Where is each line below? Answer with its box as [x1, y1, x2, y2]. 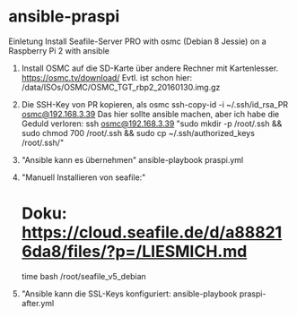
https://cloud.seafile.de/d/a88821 [21, 222, 283, 243]
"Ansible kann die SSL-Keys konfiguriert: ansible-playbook [21, 288, 238, 299]
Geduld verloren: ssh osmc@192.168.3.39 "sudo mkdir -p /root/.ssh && [21, 118, 283, 129]
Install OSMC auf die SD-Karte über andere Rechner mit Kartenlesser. [21, 63, 279, 73]
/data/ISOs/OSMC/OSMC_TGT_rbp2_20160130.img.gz [21, 81, 221, 92]
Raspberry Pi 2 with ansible [8, 45, 109, 56]
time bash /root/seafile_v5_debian [21, 270, 147, 281]
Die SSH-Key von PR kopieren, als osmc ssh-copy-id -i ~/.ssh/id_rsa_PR [21, 99, 289, 109]
